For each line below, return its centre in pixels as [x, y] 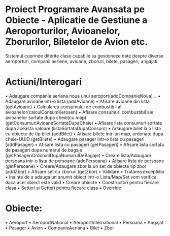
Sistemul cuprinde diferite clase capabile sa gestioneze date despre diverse [84, 56]
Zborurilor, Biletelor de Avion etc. [77, 42]
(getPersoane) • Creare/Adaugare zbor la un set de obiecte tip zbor [76, 166]
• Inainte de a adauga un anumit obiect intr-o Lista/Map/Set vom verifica [81, 177]
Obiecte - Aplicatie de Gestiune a [76, 20]
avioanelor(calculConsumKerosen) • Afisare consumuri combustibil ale [79, 112]
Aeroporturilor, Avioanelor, [63, 31]
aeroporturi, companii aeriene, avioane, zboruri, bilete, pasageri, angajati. [82, 61]
